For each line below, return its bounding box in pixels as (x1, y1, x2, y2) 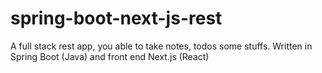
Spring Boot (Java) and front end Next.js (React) (10, 50, 210, 62)
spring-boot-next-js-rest (10, 7, 223, 30)
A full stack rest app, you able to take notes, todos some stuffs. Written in (10, 40, 313, 52)
